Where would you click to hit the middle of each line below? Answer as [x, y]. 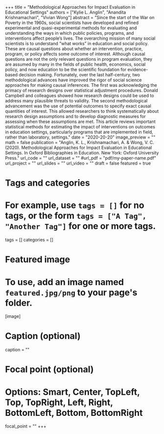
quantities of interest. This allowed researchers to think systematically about [82, 111]
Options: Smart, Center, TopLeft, [72, 392]
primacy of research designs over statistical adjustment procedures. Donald [82, 90]
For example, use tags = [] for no [75, 205]
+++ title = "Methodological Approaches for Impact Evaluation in [70, 7]
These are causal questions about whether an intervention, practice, [74, 49]
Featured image [37, 260]
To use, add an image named [64, 282]
